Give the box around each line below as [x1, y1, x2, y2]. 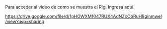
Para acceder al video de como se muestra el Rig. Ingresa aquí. [5, 4, 135, 10]
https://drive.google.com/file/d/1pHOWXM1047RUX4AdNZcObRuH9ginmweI [5, 14, 162, 19]
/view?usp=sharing [5, 19, 45, 24]
